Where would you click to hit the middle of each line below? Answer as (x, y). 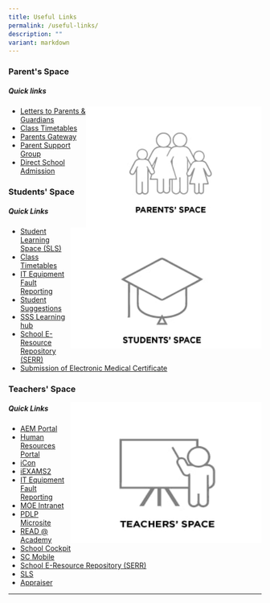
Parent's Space (39, 72)
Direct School (43, 163)
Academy (36, 539)
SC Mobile (37, 556)
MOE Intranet (42, 505)
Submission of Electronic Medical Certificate (94, 368)
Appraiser (36, 582)
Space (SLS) (41, 249)
